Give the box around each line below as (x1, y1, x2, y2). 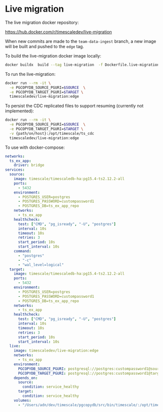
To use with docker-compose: (5, 144, 65, 150)
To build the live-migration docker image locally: (5, 53, 101, 59)
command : (14, 249, 32, 254)
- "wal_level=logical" (17, 262, 64, 267)
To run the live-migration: (5, 71, 56, 77)
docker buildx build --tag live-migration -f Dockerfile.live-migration (5, 62, 160, 67)
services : (5, 167, 25, 172)
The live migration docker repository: (5, 19, 79, 25)
